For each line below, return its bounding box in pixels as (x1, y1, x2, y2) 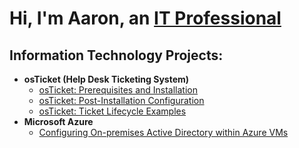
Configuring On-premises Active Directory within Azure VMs (38, 127, 289, 138)
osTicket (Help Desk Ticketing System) (23, 73, 190, 85)
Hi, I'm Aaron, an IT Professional (9, 7, 282, 30)
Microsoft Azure (23, 116, 94, 127)
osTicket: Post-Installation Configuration (38, 95, 205, 106)
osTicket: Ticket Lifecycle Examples (38, 105, 187, 117)
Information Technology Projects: (9, 47, 224, 64)
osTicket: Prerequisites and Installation (38, 84, 199, 96)
